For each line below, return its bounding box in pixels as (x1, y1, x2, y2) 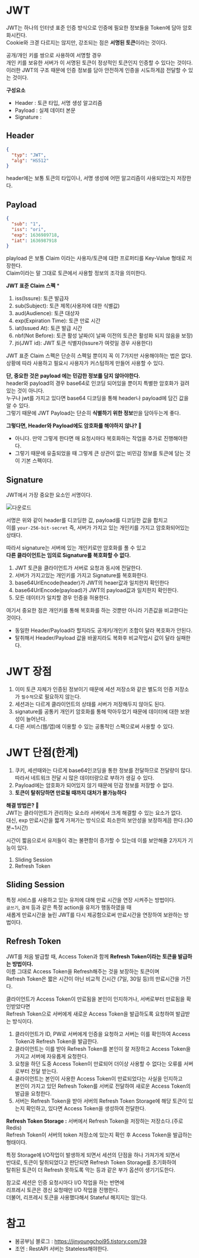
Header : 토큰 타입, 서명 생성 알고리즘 (14, 99, 103, 106)
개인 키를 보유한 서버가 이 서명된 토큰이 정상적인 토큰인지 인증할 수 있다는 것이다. (6, 59, 193, 66)
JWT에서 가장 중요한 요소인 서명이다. (6, 491, 92, 499)
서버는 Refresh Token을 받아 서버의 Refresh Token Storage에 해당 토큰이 (14, 1097, 187, 1104)
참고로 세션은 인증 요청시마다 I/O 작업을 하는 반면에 (6, 1179, 125, 1186)
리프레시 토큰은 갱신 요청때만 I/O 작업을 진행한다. (6, 1186, 120, 1193)
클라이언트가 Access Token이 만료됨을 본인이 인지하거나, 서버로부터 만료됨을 (6, 995, 185, 1002)
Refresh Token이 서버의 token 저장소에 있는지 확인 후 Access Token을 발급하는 (6, 1131, 192, 1138)
